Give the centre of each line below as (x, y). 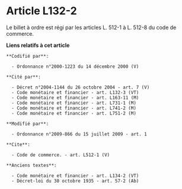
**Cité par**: (24, 77)
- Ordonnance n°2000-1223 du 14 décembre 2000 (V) (75, 67)
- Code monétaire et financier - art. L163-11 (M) (75, 97)
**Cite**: (18, 144)
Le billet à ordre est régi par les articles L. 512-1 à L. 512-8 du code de (91, 27)
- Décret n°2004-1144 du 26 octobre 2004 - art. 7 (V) (81, 87)
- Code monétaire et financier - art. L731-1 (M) (74, 103)
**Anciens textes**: (32, 165)
